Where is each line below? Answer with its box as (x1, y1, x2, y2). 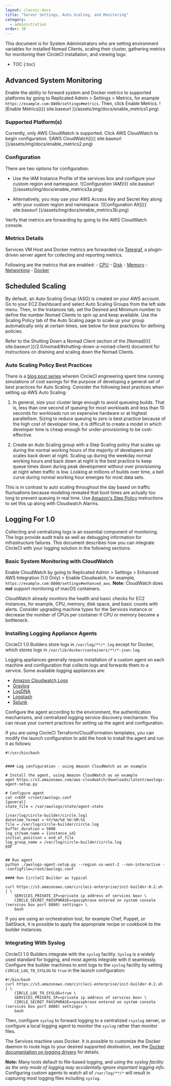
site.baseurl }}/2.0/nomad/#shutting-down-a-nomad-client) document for (5, 343, 160, 350)
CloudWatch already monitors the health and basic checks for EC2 (5, 596, 145, 602)
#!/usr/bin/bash (5, 751, 40, 756)
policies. (5, 328, 23, 334)
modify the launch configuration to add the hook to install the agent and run (5, 735, 164, 742)
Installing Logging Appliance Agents (5, 630, 97, 637)
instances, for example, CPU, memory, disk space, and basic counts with (5, 601, 158, 607)
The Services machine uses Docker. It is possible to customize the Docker (5, 1038, 161, 1044)
